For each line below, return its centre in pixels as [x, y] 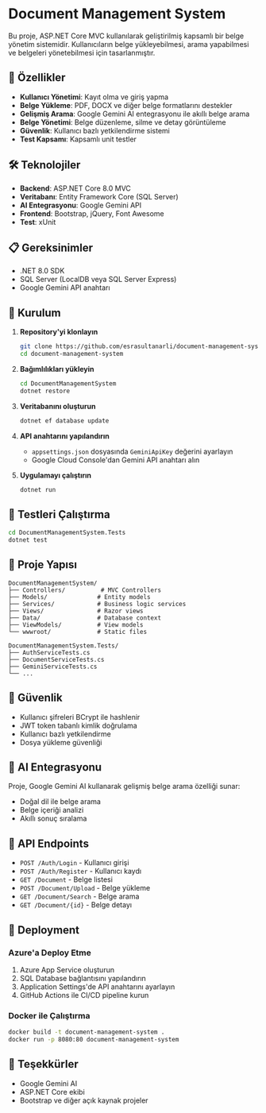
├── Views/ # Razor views [76, 611]
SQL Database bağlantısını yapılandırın [83, 978]
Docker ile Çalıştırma [49, 1015]
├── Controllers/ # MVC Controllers [85, 590]
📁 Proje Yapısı [43, 565]
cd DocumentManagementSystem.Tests [67, 533]
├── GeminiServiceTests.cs [53, 667]
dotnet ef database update [64, 421]
